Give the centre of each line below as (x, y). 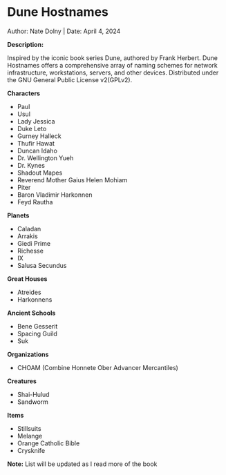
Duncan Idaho (37, 151)
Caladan (29, 229)
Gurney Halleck (39, 136)
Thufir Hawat (36, 143)
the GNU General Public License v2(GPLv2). (70, 79)
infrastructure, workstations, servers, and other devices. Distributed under (113, 72)
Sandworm (32, 402)
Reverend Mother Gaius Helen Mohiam (72, 180)
